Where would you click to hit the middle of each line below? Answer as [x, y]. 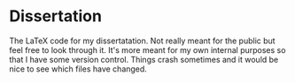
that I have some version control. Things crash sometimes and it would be [144, 59]
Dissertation [55, 16]
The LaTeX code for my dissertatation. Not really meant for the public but [143, 41]
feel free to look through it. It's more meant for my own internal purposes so [147, 49]
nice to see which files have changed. [78, 69]
